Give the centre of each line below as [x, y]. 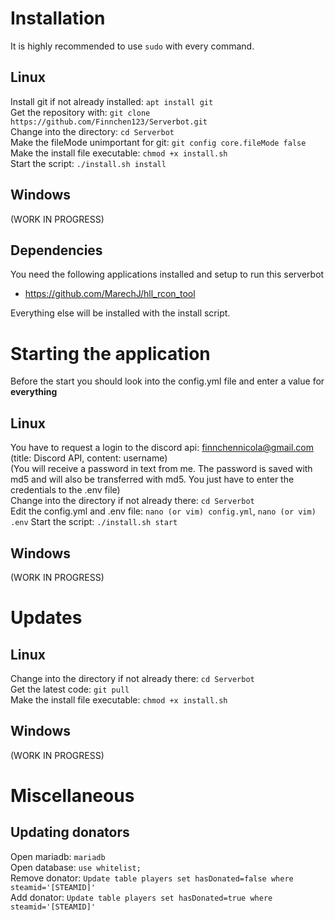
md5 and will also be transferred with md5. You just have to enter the [152, 479]
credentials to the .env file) [65, 490]
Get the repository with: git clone [80, 112]
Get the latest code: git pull [70, 689]
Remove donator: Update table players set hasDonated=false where [152, 878]
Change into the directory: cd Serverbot [92, 131]
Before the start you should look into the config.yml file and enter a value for [167, 381]
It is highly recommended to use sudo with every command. [132, 46]
